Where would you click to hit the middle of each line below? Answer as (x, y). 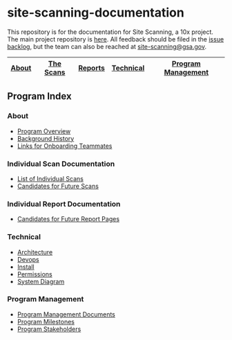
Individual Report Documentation (64, 204)
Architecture (35, 252)
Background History (46, 138)
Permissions (35, 274)
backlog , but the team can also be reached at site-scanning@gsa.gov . (107, 46)
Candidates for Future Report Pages (68, 219)
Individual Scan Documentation (61, 164)
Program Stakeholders (49, 329)
